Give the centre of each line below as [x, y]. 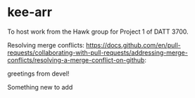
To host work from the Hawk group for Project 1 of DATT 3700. [98, 31]
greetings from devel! [38, 73]
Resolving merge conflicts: [46, 45]
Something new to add [40, 87]
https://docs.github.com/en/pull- [133, 45]
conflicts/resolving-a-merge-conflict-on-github [76, 59]
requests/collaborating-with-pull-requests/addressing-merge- [97, 52]
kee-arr [30, 12]
